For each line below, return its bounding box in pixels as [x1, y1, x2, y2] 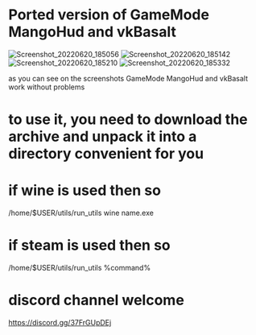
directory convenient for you [8, 145, 204, 163]
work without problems [8, 82, 85, 92]
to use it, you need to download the [8, 110, 248, 129]
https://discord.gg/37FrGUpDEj [8, 317, 112, 327]
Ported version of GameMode [8, 6, 209, 24]
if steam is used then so [8, 236, 171, 254]
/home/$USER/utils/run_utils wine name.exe [8, 208, 155, 218]
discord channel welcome [8, 292, 185, 309]
